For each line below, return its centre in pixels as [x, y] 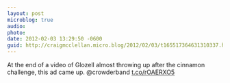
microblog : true [30, 20]
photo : [16, 33]
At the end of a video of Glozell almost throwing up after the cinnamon [106, 65]
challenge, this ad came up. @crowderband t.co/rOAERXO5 [91, 72]
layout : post [26, 13]
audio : [16, 26]
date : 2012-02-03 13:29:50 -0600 [55, 39]
